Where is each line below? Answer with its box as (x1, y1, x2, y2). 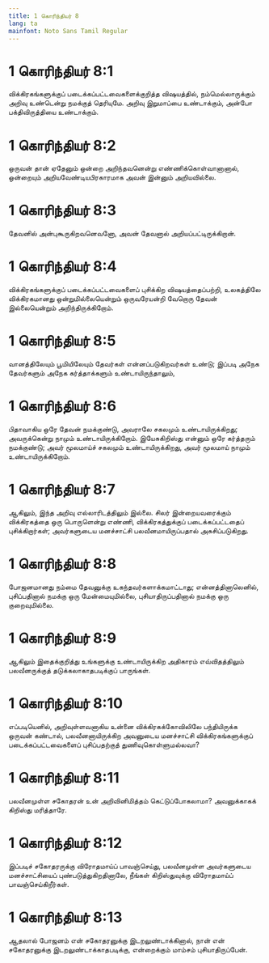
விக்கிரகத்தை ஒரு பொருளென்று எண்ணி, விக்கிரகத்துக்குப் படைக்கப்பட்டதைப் (8, 516, 245, 526)
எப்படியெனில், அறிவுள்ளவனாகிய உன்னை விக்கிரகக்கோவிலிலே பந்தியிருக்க (8, 721, 238, 731)
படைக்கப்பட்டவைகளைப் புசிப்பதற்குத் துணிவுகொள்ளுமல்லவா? (8, 740, 200, 749)
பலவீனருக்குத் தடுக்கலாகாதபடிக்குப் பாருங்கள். (8, 665, 151, 675)
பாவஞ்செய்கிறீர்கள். (8, 879, 69, 889)
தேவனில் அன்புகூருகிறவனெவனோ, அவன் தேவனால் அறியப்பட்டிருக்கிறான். (8, 228, 237, 239)
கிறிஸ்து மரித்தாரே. (8, 804, 67, 814)
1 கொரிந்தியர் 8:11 (8, 768, 120, 787)
